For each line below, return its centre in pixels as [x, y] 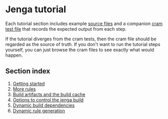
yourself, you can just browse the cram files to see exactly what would [80, 50]
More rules [24, 89]
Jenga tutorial [36, 9]
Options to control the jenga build [48, 100]
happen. [14, 55]
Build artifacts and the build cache [49, 94]
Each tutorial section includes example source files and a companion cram [84, 23]
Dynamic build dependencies [44, 105]
